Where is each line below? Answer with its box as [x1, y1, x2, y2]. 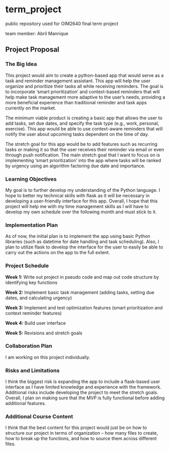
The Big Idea [5, 60, 37, 67]
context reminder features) [5, 310, 62, 316]
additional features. [5, 400, 46, 407]
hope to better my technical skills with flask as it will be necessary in [5, 192, 150, 198]
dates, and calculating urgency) [5, 295, 72, 301]
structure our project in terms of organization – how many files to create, [5, 430, 158, 436]
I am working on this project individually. [5, 354, 91, 360]
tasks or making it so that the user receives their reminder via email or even [5, 146, 164, 152]
